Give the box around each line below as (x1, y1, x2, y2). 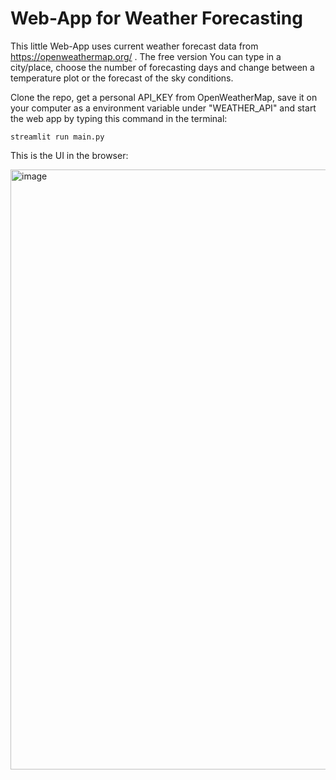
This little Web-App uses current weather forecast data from (10, 40, 259, 52)
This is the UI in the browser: (10, 149, 129, 161)
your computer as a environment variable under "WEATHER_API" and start (10, 102, 317, 114)
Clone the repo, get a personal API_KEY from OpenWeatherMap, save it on (10, 91, 318, 103)
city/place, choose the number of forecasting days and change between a (10, 61, 315, 73)
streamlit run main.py (10, 132, 105, 142)
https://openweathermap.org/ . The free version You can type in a (10, 50, 282, 62)
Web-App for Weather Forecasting (10, 7, 303, 30)
